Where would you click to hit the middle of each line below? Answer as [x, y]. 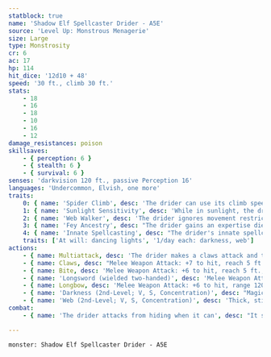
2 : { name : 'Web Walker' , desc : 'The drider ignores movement [129, 218]
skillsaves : [28, 151]
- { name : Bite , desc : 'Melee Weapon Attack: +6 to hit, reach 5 [135, 271]
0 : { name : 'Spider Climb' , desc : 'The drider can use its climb [135, 203]
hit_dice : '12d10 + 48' [48, 76]
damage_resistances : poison [56, 143]
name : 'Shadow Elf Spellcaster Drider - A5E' [86, 23]
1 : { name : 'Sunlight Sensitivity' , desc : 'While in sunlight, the [138, 210]
